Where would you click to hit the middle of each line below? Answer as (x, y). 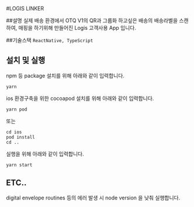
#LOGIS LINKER (25, 8)
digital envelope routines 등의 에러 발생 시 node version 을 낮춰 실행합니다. (93, 198)
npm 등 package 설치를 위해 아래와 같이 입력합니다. (65, 75)
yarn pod (17, 109)
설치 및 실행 (26, 61)
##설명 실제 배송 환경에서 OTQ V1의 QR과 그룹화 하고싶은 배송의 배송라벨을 (92, 20)
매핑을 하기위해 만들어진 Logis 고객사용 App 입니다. (77, 28)
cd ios (14, 132)
